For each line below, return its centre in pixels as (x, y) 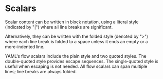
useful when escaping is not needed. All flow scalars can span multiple (76, 66)
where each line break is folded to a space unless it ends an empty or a (77, 41)
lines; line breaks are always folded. (41, 71)
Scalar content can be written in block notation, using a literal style (72, 22)
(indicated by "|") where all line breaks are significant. (59, 27)
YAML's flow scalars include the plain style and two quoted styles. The (76, 56)
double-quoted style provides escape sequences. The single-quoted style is (82, 61)
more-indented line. (25, 47)
